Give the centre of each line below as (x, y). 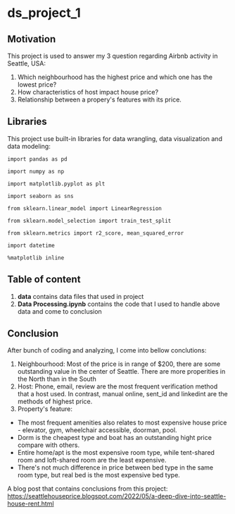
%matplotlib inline (36, 258)
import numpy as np (36, 171)
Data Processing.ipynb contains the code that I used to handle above (119, 304)
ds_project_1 (44, 13)
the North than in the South (57, 379)
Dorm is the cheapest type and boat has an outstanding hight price (115, 438)
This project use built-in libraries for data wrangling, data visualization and (115, 138)
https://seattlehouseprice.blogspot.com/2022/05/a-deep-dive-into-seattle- (117, 496)
